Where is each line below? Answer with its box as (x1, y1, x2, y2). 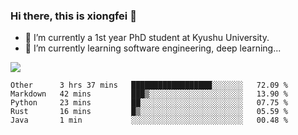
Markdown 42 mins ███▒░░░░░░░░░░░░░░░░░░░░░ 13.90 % (10, 89, 288, 99)
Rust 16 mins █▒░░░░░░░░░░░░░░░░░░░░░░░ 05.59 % (10, 107, 288, 117)
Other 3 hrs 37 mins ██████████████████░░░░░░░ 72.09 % (10, 80, 288, 91)
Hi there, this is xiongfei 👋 (10, 9, 137, 23)
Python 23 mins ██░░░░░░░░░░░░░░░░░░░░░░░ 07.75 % (10, 98, 288, 108)
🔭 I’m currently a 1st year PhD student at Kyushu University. (24, 32, 270, 44)
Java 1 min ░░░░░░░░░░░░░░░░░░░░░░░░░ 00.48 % (10, 115, 288, 126)
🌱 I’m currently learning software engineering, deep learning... (24, 42, 282, 54)
